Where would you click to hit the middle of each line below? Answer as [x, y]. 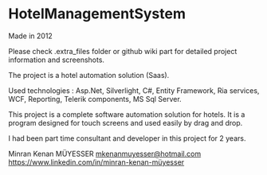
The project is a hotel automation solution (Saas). [89, 75]
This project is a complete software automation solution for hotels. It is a [127, 114]
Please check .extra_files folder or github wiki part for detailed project [123, 51]
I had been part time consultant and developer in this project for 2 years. [127, 138]
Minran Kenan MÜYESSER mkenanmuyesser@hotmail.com [105, 154]
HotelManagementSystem [97, 14]
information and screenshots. [57, 60]
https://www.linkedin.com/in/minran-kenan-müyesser [96, 162]
